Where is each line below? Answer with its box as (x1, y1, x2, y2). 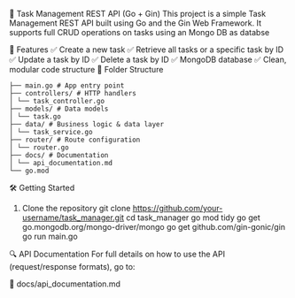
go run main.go (21, 231, 78, 241)
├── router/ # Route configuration (9, 135, 141, 144)
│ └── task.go (9, 112, 62, 121)
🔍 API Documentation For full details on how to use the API (9, 248, 226, 259)
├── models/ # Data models (9, 104, 109, 113)
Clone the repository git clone (21, 203, 131, 213)
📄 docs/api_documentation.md (9, 279, 121, 289)
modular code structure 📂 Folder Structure (9, 65, 164, 74)
